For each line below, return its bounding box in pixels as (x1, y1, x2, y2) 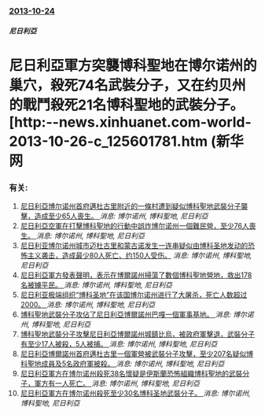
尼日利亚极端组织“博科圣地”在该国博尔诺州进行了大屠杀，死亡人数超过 (20, 290, 248, 299)
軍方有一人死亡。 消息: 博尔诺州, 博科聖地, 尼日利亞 (34, 379, 200, 387)
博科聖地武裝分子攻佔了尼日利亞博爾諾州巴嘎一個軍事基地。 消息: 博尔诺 (20, 309, 254, 319)
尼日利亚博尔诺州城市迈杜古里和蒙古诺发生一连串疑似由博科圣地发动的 (20, 241, 248, 250)
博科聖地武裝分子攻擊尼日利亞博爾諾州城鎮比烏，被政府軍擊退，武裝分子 (20, 329, 255, 339)
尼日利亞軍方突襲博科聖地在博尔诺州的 (9, 57, 258, 74)
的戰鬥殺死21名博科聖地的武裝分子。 (9, 96, 245, 113)
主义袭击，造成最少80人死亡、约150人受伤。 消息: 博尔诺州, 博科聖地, (27, 250, 252, 260)
